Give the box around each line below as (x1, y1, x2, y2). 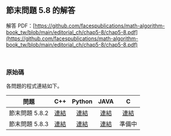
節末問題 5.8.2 (9, 109, 49, 117)
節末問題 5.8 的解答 (6, 5, 76, 16)
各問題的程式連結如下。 (6, 82, 62, 89)
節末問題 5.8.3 (9, 120, 49, 128)
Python (72, 97, 93, 106)
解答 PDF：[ (6, 22, 35, 29)
